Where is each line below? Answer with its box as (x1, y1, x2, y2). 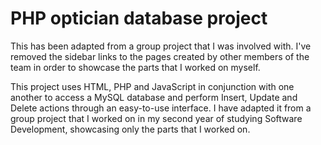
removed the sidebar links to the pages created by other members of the (10, 50, 310, 62)
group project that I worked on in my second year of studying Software (10, 112, 303, 124)
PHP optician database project (10, 7, 268, 30)
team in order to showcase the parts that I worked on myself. (10, 61, 261, 73)
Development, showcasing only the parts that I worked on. (10, 123, 251, 135)
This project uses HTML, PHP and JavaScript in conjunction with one (10, 80, 295, 92)
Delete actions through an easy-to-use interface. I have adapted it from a (10, 102, 312, 114)
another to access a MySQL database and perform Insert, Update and (10, 91, 298, 103)
